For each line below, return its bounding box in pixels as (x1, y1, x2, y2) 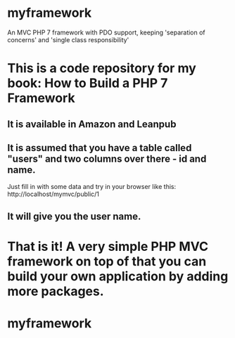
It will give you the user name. (7, 210, 141, 222)
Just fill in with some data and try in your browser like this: (7, 183, 177, 191)
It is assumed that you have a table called (7, 142, 192, 154)
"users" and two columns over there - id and (7, 152, 207, 164)
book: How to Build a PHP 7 (7, 75, 168, 91)
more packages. (7, 283, 104, 299)
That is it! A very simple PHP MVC (7, 238, 209, 254)
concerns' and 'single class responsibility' (7, 35, 129, 44)
